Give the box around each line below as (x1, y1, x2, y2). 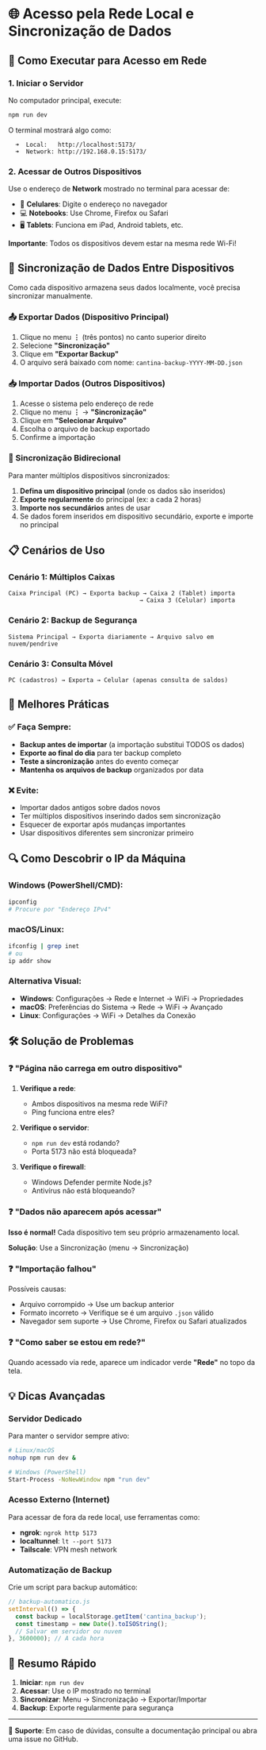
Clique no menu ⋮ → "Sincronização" (19, 407, 147, 417)
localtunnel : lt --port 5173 (19, 1536, 112, 1545)
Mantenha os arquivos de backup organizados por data (19, 765, 204, 774)
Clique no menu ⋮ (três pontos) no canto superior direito (19, 333, 207, 342)
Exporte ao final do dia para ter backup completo (19, 748, 182, 757)
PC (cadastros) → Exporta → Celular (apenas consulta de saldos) (8, 676, 228, 684)
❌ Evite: (8, 784, 40, 796)
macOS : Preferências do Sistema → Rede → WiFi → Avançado (19, 1002, 223, 1012)
